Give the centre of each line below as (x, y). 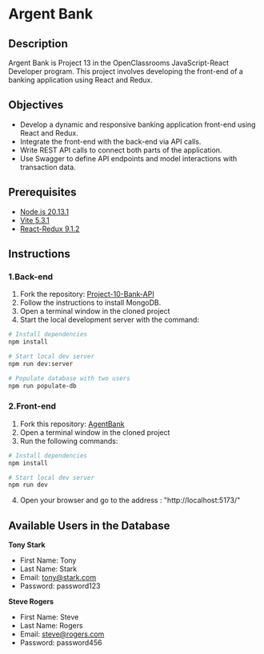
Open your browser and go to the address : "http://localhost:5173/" (130, 500)
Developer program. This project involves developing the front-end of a (126, 71)
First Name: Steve (49, 617)
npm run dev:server (41, 364)
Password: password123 (60, 586)
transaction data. (48, 167)
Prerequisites (42, 192)
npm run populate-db (43, 386)
